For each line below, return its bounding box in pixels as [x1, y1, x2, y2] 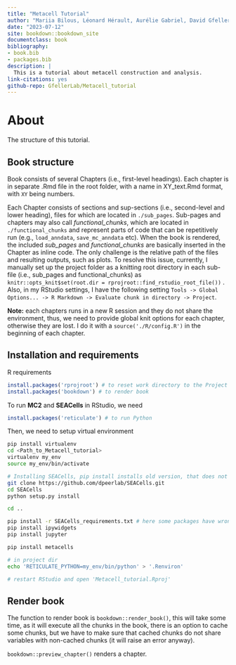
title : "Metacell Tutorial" [7, 10, 90, 18]
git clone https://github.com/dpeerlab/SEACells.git [7, 479, 165, 486]
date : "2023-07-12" [7, 23, 65, 30]
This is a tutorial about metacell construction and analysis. [13, 69, 202, 76]
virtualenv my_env [7, 454, 61, 461]
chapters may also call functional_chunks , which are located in [7, 219, 189, 226]
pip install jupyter [7, 531, 68, 538]
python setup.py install [7, 493, 80, 500]
